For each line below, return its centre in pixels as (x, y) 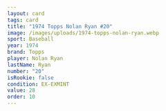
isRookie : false (30, 78)
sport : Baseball (30, 39)
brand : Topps (26, 52)
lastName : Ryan (29, 65)
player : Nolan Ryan (35, 59)
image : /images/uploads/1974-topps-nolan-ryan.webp (83, 33)
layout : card (26, 13)
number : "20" (26, 71)
